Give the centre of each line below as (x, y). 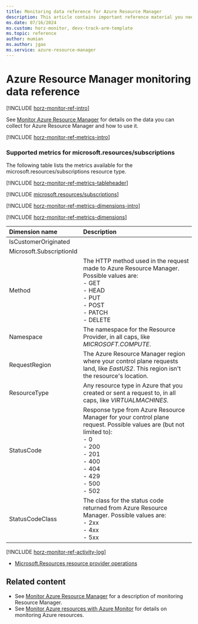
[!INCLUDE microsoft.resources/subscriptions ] (62, 194)
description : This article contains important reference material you (95, 17)
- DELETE (97, 320)
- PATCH (95, 312)
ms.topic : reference (32, 34)
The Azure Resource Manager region (134, 353)
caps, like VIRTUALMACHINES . (126, 400)
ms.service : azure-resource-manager (51, 50)
